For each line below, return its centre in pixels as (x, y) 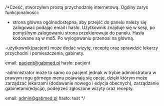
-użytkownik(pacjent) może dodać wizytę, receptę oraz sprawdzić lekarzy (82, 48)
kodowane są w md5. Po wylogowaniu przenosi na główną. (73, 38)
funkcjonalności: (22, 12)
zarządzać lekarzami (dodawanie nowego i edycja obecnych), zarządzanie (82, 83)
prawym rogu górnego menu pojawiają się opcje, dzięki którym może (76, 78)
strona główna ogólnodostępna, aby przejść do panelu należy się (79, 22)
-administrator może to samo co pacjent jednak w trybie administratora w (81, 72)
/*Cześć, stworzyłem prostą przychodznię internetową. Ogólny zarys (77, 7)
